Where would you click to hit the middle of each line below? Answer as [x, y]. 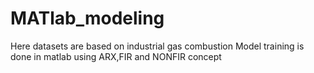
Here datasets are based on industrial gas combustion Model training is [157, 46]
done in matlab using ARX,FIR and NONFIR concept [116, 56]
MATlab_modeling [87, 18]
